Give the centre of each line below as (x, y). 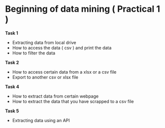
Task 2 (12, 62)
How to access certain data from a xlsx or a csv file (64, 72)
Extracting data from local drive (44, 42)
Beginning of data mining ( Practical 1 (82, 9)
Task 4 (12, 86)
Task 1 (12, 33)
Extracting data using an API (41, 120)
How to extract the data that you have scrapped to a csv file (73, 101)
